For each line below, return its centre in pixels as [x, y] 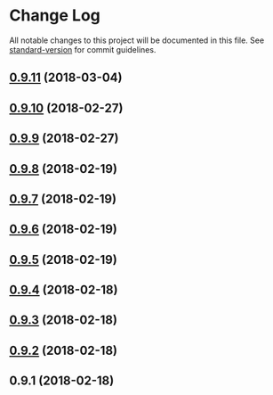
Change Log [55, 16]
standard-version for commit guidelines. [83, 49]
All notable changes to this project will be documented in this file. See [137, 40]
